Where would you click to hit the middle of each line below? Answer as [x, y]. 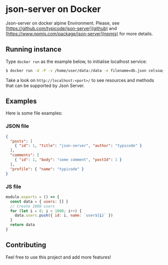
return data [23, 225]
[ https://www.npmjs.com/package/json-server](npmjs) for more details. [80, 33]
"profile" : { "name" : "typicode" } [47, 169]
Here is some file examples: [34, 113]
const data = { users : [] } [39, 201]
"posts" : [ [21, 141]
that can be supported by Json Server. [45, 85]
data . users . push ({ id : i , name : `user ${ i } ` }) [64, 215]
